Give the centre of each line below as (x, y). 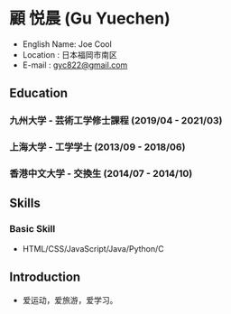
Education (39, 93)
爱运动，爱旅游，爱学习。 (70, 300)
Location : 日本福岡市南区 (69, 54)
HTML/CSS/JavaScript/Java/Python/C (93, 248)
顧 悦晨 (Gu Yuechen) (90, 18)
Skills (25, 203)
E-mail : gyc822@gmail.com (75, 65)
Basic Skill (32, 229)
